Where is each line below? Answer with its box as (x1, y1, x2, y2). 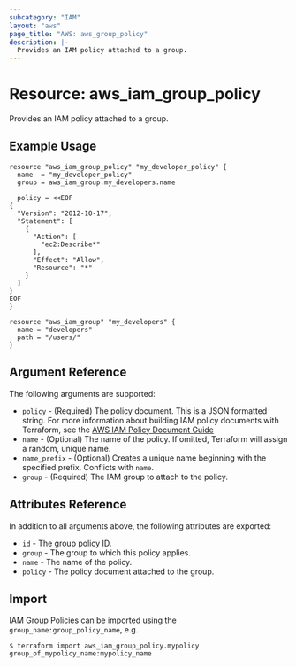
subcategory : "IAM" (9, 12, 81, 22)
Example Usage (9, 139, 97, 154)
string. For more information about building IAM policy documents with (21, 415, 280, 425)
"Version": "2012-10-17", (17, 209, 113, 218)
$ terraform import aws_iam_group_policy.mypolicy (9, 641, 200, 651)
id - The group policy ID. (21, 538, 112, 548)
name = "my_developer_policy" (17, 170, 133, 179)
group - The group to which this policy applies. (21, 547, 192, 558)
